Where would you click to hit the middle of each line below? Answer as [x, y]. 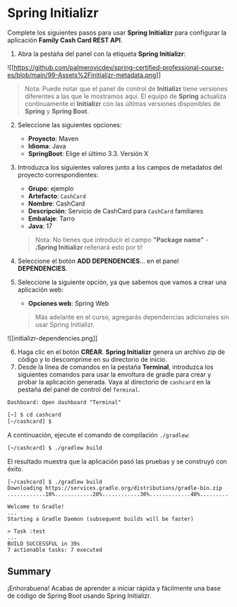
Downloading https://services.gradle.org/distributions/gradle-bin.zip [115, 488]
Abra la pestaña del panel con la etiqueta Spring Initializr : [102, 54]
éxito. [15, 468]
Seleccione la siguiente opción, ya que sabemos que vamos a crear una [122, 282]
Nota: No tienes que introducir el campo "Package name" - [122, 240]
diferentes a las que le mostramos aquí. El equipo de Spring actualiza [126, 96]
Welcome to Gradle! [36, 507]
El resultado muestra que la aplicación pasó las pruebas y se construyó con [117, 461]
